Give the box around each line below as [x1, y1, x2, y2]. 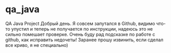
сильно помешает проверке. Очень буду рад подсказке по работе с [5, 31, 156, 37]
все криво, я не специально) [5, 42, 68, 48]
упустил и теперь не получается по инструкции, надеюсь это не [11, 25, 153, 32]
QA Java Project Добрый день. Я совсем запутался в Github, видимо [5, 20, 156, 26]
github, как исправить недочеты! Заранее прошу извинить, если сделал [5, 37, 163, 43]
